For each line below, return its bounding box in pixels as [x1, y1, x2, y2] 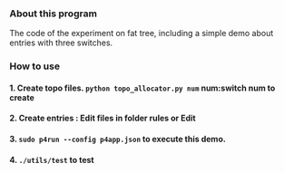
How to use [9, 60, 61, 72]
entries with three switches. [9, 37, 113, 48]
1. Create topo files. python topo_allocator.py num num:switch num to [9, 82, 276, 93]
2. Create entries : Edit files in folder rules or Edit [9, 112, 197, 124]
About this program [9, 7, 98, 20]
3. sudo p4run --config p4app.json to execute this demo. [9, 134, 227, 144]
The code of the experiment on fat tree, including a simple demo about [9, 28, 274, 39]
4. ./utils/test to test [9, 154, 94, 165]
